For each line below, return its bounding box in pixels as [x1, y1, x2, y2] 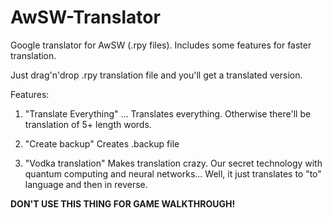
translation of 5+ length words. [24, 118, 152, 130]
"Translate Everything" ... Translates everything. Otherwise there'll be [24, 107, 312, 120]
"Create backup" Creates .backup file [24, 137, 180, 150]
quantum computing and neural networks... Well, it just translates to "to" [24, 167, 322, 180]
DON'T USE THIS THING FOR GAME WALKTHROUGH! [10, 197, 236, 210]
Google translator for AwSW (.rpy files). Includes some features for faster [10, 39, 312, 51]
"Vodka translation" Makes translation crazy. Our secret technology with [24, 157, 323, 169]
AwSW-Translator [10, 6, 161, 29]
